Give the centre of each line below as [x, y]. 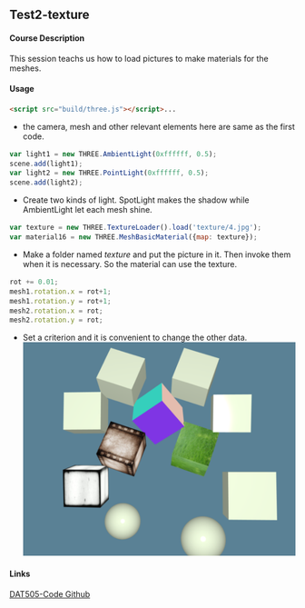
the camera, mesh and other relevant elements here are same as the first [158, 126]
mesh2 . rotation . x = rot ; [56, 311]
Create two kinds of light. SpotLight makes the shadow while [136, 200]
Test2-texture [49, 15]
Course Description [47, 38]
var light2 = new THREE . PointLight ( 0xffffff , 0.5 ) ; [109, 173]
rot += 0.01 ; [34, 282]
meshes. [25, 68]
